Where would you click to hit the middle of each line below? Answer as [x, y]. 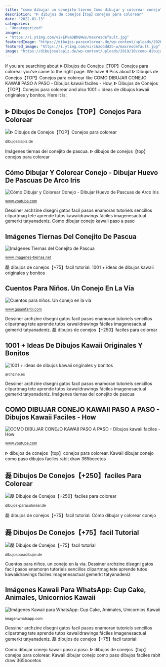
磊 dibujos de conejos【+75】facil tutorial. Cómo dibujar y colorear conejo [81, 516]
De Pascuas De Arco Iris [43, 180]
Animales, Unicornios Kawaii [50, 597]
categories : [17, 24]
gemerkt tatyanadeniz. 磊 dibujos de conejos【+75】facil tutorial [71, 639]
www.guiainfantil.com [23, 309]
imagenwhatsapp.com [24, 619]
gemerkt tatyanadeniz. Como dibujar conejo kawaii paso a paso [70, 221]
